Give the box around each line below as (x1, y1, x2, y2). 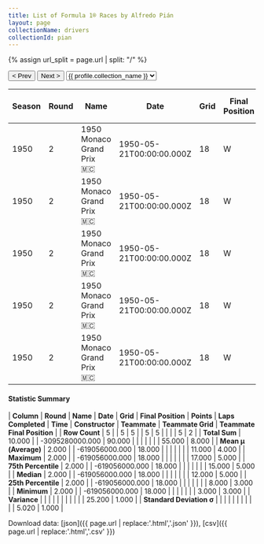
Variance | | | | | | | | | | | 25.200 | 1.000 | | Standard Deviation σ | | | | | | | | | (8, 495, 252, 505)
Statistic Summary (8, 394, 71, 403)
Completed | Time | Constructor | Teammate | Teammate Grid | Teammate (8, 420, 255, 429)
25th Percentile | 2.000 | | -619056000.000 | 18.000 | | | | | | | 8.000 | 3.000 (8, 478, 254, 488)
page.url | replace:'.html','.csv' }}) (8, 527, 115, 536)
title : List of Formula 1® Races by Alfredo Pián (8, 11, 174, 20)
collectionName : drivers (8, 26, 90, 34)
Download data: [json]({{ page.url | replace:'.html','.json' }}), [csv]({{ (8, 519, 228, 528)
